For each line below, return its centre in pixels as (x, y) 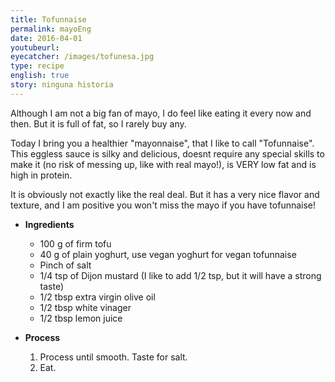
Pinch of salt (65, 265)
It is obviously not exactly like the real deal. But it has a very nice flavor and (165, 194)
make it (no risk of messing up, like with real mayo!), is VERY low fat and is (163, 164)
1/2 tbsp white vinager (85, 307)
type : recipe (37, 66)
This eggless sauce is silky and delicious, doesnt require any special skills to (167, 153)
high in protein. (41, 175)
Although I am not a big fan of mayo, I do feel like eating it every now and (161, 113)
